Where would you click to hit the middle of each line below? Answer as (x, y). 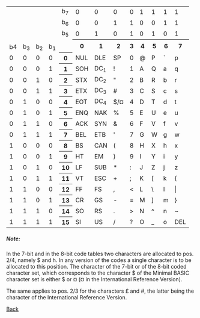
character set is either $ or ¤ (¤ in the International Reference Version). (94, 279)
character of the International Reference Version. (67, 297)
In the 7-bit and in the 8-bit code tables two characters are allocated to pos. (100, 254)
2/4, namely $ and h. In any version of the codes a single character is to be (99, 260)
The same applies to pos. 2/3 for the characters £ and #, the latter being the (100, 291)
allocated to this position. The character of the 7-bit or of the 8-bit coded (97, 266)
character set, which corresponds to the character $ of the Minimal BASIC (98, 273)
